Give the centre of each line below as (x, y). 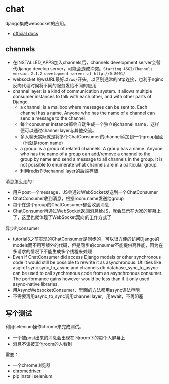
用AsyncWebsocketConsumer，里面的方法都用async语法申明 (76, 290)
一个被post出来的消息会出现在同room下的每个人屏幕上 (69, 337)
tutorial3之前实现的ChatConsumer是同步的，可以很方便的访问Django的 (86, 239)
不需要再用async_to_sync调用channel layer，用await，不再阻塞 (78, 296)
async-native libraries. (36, 284)
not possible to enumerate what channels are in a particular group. (89, 164)
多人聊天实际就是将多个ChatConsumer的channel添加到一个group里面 (92, 136)
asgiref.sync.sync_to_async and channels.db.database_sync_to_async (85, 267)
